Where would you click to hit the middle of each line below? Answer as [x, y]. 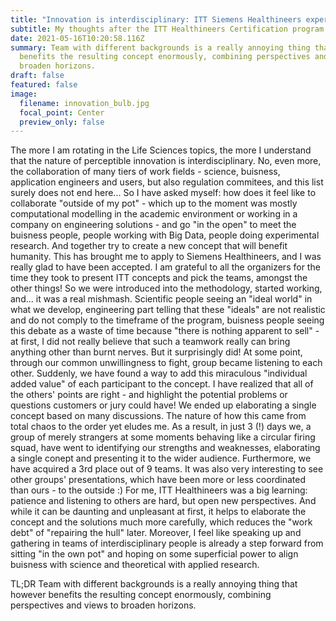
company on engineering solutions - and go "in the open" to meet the [153, 225]
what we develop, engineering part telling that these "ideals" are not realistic [168, 310]
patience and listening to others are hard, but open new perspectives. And [163, 501]
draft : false [37, 76]
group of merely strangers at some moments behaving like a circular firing [163, 437]
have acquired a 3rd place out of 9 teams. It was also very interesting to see [167, 469]
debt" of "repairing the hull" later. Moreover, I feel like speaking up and [156, 533]
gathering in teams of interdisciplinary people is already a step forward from [167, 543]
